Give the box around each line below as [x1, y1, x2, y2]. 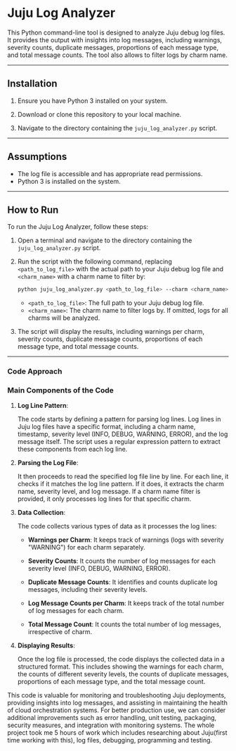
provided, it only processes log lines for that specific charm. [17, 495, 192, 503]
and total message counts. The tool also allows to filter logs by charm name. [7, 51, 228, 59]
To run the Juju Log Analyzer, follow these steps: [7, 223, 149, 231]
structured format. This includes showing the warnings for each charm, [17, 662, 224, 671]
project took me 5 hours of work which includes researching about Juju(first [7, 728, 228, 737]
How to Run [7, 204, 59, 216]
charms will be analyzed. [27, 314, 100, 322]
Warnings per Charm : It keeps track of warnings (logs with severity [27, 535, 224, 544]
